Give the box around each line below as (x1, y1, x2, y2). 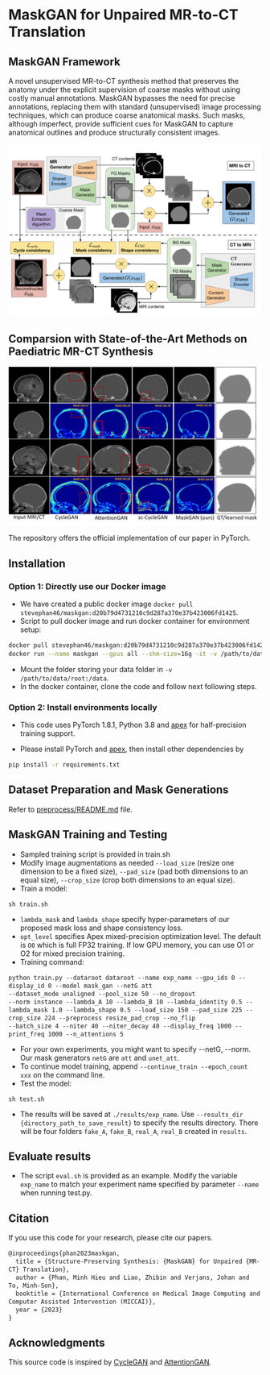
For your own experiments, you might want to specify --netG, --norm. (19, 1044, 252, 1053)
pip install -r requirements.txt (8, 761, 121, 769)
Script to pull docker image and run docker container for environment (19, 617, 251, 626)
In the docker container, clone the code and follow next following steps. (19, 681, 257, 691)
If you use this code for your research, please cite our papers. (8, 1233, 213, 1243)
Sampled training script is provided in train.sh (19, 849, 171, 859)
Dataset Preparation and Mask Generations (8, 783, 229, 797)
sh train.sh (8, 900, 48, 908)
